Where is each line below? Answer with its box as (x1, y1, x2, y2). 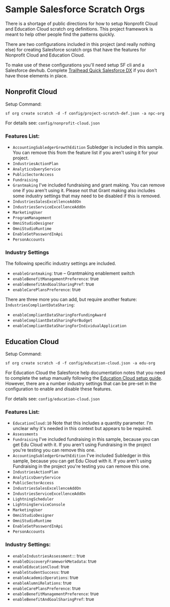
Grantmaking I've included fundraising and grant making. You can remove (12, 182, 165, 188)
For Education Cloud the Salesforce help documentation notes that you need (5, 370, 165, 376)
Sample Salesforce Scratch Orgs (5, 4, 145, 15)
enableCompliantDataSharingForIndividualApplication (12, 324, 127, 329)
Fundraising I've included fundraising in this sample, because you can (12, 436, 159, 442)
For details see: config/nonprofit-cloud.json (5, 120, 100, 126)
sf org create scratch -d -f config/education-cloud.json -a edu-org (5, 361, 156, 366)
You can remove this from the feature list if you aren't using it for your (12, 149, 158, 156)
